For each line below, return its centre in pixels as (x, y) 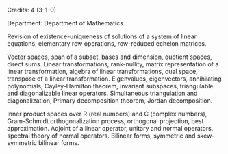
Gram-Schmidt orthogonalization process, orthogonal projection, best (105, 121)
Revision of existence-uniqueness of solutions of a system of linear (102, 36)
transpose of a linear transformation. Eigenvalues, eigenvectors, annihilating (114, 79)
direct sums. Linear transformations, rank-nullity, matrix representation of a (113, 64)
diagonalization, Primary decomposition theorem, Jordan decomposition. (110, 101)
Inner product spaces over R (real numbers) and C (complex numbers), (107, 114)
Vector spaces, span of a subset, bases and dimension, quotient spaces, (110, 57)
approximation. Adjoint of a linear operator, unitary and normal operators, (110, 128)
